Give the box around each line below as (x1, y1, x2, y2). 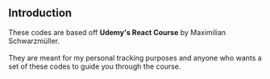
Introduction (8, 6, 73, 20)
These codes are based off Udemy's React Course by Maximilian (8, 27, 226, 37)
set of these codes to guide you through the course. (8, 61, 181, 71)
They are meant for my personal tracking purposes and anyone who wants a (8, 53, 262, 62)
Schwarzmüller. (8, 36, 60, 45)
